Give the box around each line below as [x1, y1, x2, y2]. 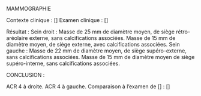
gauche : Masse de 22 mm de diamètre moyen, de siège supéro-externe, [6, 47, 187, 54]
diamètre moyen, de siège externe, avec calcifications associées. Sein [6, 41, 180, 48]
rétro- [176, 28, 191, 35]
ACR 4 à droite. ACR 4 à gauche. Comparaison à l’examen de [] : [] [6, 83, 170, 90]
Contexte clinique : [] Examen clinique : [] [6, 17, 109, 23]
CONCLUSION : [6, 72, 45, 78]
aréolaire [6, 35, 28, 41]
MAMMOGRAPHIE [6, 5, 51, 12]
